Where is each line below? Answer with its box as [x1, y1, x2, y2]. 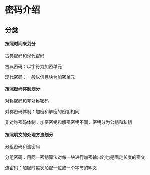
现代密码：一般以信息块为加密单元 [5, 74, 75, 80]
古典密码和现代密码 [5, 53, 45, 59]
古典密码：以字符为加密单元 [5, 63, 62, 69]
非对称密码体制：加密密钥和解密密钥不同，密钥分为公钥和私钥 [5, 119, 132, 125]
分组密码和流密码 [5, 144, 40, 150]
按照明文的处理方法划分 [5, 131, 53, 137]
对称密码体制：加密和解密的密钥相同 [5, 108, 80, 114]
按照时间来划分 [5, 41, 36, 47]
